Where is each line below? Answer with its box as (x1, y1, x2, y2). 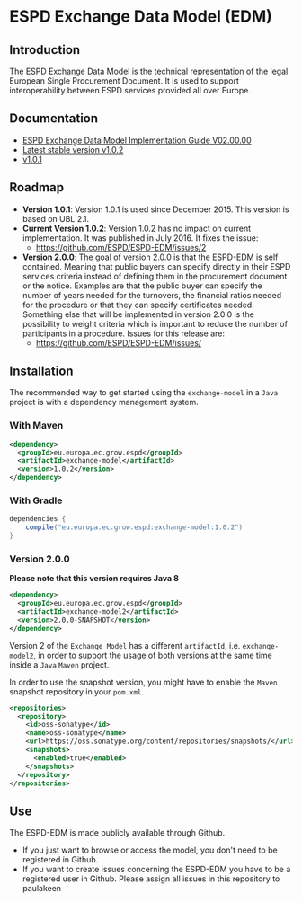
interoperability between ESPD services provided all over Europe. (9, 85, 252, 95)
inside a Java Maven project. (9, 659, 110, 670)
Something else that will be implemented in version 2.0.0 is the (22, 308, 254, 320)
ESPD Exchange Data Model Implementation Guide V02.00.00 (22, 135, 252, 146)
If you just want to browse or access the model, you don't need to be (22, 845, 278, 855)
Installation (9, 364, 74, 379)
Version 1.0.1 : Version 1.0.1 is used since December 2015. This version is (22, 204, 289, 215)
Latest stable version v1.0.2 (22, 144, 124, 155)
